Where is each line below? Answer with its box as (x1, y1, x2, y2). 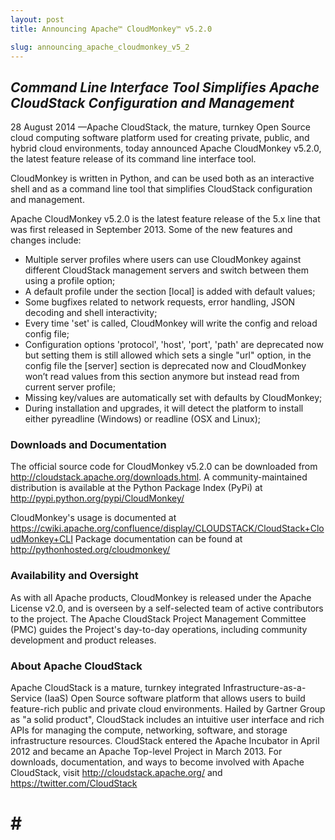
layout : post (10, 14, 65, 25)
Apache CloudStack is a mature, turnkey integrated (10, 682, 222, 694)
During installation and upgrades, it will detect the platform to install (24, 402, 304, 415)
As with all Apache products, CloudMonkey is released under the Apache (10, 591, 312, 603)
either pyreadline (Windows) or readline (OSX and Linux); (24, 413, 261, 425)
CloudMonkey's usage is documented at (10, 512, 177, 524)
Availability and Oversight (10, 569, 139, 583)
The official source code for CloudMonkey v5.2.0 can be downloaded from (10, 461, 318, 473)
